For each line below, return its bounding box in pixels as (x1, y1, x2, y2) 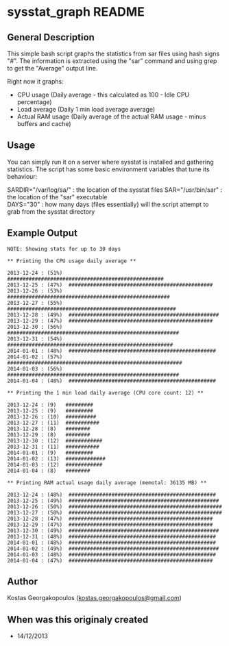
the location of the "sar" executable (7, 192, 108, 201)
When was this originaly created (7, 614, 149, 625)
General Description (7, 32, 95, 43)
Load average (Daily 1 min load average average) (16, 105, 156, 113)
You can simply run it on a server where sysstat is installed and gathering (7, 158, 214, 166)
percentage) (16, 98, 53, 106)
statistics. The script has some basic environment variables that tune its (7, 165, 210, 173)
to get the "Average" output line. (7, 64, 98, 72)
